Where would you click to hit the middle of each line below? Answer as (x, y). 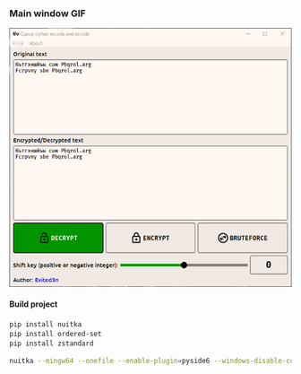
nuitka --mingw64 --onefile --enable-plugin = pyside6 (110, 361)
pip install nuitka (46, 324)
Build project (34, 304)
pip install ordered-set (56, 334)
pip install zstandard (52, 344)
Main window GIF (48, 13)
